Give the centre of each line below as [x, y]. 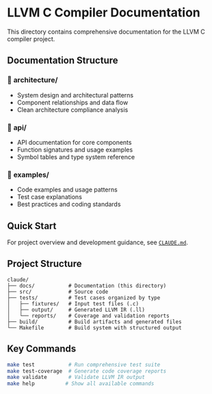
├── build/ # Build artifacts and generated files [95, 322]
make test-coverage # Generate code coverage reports [87, 371]
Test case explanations [49, 197]
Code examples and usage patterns [67, 189]
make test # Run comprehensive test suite [84, 364]
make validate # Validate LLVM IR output [76, 378]
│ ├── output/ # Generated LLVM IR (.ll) [76, 310]
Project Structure [44, 264]
